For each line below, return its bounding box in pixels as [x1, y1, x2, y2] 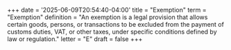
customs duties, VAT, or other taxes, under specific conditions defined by [7, 27, 217, 36]
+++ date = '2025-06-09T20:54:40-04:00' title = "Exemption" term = [7, 6, 207, 14]
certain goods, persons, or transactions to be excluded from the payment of [7, 21, 224, 28]
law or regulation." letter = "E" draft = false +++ [7, 35, 143, 43]
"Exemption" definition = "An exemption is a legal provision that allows [7, 13, 208, 21]
